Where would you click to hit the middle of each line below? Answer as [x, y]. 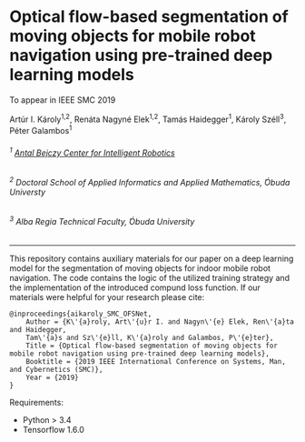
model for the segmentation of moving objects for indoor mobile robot [140, 268]
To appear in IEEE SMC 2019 [63, 100]
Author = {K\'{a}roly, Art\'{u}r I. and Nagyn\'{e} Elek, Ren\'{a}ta [160, 321]
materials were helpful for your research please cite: [107, 296]
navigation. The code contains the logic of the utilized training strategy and [150, 277]
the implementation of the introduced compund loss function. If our [135, 287]
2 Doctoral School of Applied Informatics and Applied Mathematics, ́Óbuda [150, 181]
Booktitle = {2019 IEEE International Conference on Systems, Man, [156, 361]
